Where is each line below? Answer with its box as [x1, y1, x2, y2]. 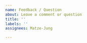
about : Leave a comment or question [5, 12, 82, 17]
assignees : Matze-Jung [5, 26, 53, 31]
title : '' [5, 16, 26, 21]
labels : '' [5, 21, 28, 26]
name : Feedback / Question [5, 7, 62, 12]
